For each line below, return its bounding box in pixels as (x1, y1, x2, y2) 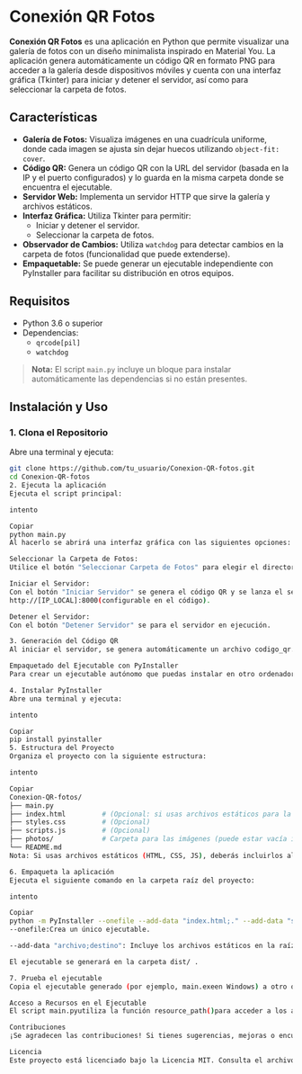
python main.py (9, 530, 67, 539)
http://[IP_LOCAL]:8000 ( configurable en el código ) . (9, 595, 211, 604)
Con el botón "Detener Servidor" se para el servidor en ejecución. (9, 621, 271, 630)
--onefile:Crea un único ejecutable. (9, 925, 151, 935)
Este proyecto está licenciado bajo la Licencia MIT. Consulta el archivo (9, 1055, 296, 1065)
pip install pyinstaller (9, 735, 102, 744)
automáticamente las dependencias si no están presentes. (31, 373, 248, 384)
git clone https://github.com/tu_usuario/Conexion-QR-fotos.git (9, 464, 255, 473)
